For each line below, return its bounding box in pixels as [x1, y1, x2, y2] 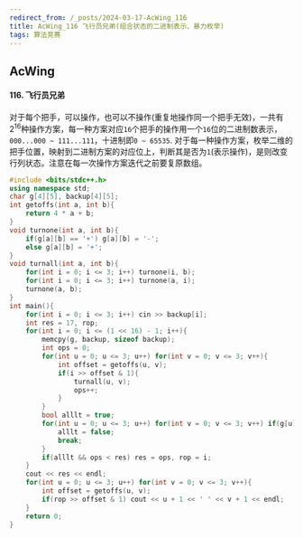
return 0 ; [25, 512, 63, 521]
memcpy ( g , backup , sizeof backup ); [41, 335, 176, 345]
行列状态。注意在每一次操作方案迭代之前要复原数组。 [9, 157, 207, 168]
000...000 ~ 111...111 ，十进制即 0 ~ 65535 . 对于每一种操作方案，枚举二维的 [9, 135, 293, 146]
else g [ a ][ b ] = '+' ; [25, 242, 103, 251]
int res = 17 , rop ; [25, 318, 99, 327]
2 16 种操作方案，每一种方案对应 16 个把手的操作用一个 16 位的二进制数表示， [9, 121, 282, 134]
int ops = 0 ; [41, 344, 91, 353]
